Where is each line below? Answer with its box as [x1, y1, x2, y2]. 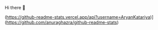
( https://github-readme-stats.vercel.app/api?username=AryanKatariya [5, 14, 150, 20]
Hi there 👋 [5, 5, 26, 10]
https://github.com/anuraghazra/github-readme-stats [6, 20, 117, 25]
